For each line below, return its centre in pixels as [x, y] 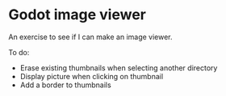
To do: [19, 52]
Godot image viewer [77, 15]
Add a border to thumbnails [65, 85]
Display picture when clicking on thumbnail [92, 76]
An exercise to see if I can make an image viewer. [90, 37]
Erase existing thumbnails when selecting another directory [119, 68]
